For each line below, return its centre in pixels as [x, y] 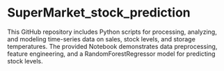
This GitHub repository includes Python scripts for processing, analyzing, [112, 32]
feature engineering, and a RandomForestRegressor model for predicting [111, 54]
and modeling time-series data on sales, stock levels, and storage [102, 39]
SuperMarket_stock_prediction [99, 13]
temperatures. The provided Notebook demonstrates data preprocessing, [112, 46]
